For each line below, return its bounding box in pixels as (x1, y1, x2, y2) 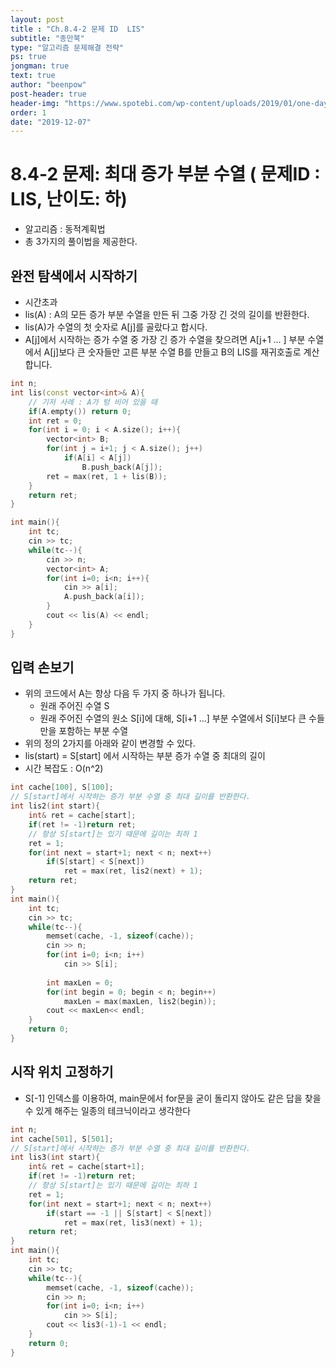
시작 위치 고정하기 (10, 1064, 114, 1081)
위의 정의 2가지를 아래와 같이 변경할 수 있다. (24, 737, 196, 750)
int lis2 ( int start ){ (10, 801, 101, 811)
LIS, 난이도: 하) (10, 188, 128, 211)
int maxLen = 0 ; (46, 977, 114, 988)
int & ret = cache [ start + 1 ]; (28, 1162, 145, 1172)
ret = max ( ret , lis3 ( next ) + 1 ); (63, 1217, 203, 1228)
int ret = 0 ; (28, 416, 83, 426)
